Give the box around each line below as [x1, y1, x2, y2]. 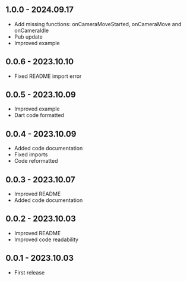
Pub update [14, 33, 43, 40]
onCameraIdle [14, 27, 49, 34]
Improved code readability [14, 236, 78, 243]
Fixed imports [14, 151, 48, 158]
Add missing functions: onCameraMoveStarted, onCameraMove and [14, 20, 182, 27]
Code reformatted [14, 157, 58, 165]
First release [14, 269, 45, 276]
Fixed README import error [14, 72, 82, 80]
